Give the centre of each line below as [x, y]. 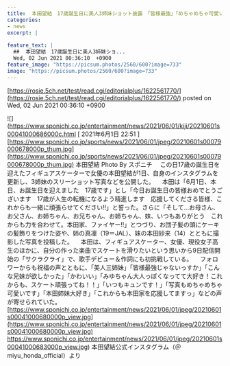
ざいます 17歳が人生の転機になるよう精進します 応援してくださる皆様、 [112, 198]
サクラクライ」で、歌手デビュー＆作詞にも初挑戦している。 [109, 259]
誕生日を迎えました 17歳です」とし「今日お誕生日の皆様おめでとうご [124, 190]
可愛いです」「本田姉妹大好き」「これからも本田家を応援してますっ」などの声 [115, 293]
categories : [24, 20]
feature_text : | [30, 45]
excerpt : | [23, 33]
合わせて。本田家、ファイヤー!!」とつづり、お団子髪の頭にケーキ [128, 225]
